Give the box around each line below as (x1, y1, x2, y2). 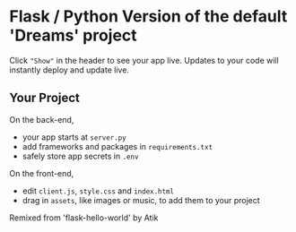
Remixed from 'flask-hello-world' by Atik (9, 212, 159, 223)
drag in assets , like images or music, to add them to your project (22, 194, 260, 205)
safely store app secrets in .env (22, 150, 139, 161)
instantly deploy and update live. (9, 64, 130, 75)
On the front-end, (9, 168, 74, 178)
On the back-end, (9, 114, 74, 125)
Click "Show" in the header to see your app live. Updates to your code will (9, 55, 280, 65)
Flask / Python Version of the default (9, 6, 288, 27)
